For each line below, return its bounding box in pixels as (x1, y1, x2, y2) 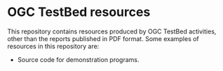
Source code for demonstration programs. (17, 55, 140, 63)
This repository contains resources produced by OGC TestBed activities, (7, 27, 217, 35)
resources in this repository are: (7, 42, 100, 50)
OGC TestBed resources (7, 4, 151, 20)
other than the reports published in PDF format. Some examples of (7, 34, 200, 42)
